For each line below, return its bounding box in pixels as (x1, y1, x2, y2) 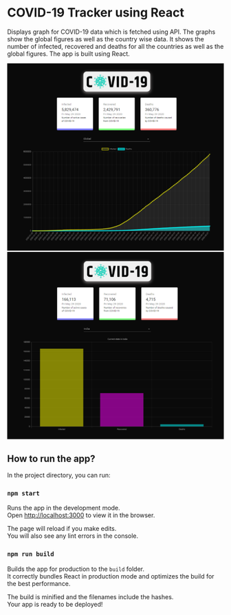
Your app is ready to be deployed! (7, 600, 103, 608)
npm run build (7, 550, 54, 559)
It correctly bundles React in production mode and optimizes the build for (7, 572, 214, 580)
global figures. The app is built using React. (7, 50, 131, 58)
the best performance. (7, 579, 71, 587)
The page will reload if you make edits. (7, 525, 117, 533)
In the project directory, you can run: (7, 470, 111, 479)
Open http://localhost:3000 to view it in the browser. (7, 511, 155, 519)
